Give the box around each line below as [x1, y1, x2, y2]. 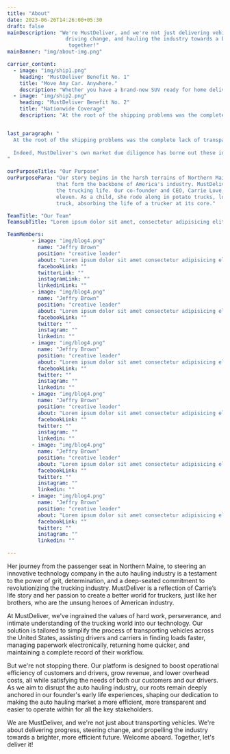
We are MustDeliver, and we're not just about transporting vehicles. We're [7, 718, 216, 727]
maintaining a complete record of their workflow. [7, 648, 144, 656]
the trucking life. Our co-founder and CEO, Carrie [55, 187, 207, 194]
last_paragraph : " [7, 130, 60, 137]
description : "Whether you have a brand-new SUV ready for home [19, 86, 207, 93]
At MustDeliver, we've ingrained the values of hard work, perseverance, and [7, 612, 221, 620]
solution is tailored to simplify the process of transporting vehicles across [7, 626, 214, 635]
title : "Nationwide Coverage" [19, 106, 106, 113]
